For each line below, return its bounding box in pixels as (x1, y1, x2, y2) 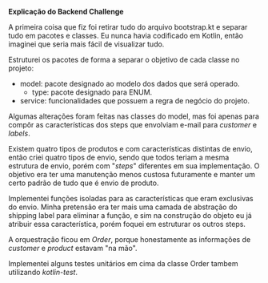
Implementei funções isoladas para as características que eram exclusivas (8, 194, 254, 203)
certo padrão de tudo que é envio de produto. (8, 178, 159, 188)
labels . (8, 128, 30, 138)
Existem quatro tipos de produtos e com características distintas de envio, (8, 144, 254, 153)
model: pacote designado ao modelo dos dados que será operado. (19, 79, 240, 88)
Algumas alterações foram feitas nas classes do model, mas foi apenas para (8, 111, 260, 121)
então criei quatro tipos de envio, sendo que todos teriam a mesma (8, 152, 230, 162)
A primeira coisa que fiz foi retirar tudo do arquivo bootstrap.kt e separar (8, 22, 248, 31)
